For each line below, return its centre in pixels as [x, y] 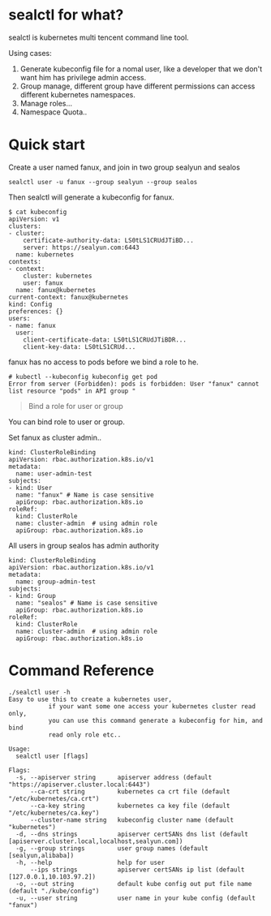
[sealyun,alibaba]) [41, 855]
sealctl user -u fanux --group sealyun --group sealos [103, 182]
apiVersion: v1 [34, 219]
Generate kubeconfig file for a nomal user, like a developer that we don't [141, 69]
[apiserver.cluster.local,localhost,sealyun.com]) [96, 841]
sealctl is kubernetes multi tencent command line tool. [99, 37]
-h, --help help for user [90, 862]
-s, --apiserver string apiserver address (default [114, 777]
